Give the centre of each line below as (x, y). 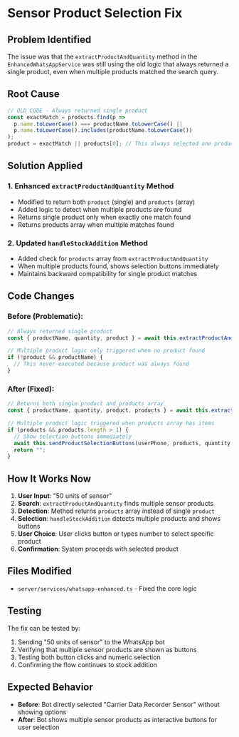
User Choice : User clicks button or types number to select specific (116, 534)
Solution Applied (45, 166)
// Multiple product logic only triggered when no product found (106, 351)
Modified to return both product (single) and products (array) (106, 202)
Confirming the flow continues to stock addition (87, 664)
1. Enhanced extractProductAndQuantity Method (91, 186)
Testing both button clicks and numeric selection (89, 657)
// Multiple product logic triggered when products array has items (111, 423)
